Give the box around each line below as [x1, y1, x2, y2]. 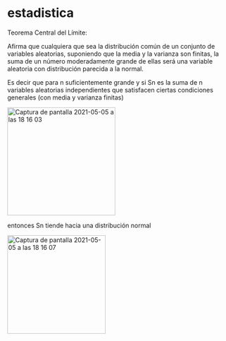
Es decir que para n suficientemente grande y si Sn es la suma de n [7, 78, 203, 86]
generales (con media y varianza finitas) [7, 93, 125, 102]
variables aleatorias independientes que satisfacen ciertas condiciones [7, 85, 213, 94]
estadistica [7, 5, 74, 21]
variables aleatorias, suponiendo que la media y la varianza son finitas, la [7, 49, 220, 58]
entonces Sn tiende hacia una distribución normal [7, 221, 151, 229]
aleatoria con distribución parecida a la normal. [7, 64, 144, 73]
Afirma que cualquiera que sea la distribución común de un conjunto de [7, 42, 215, 50]
